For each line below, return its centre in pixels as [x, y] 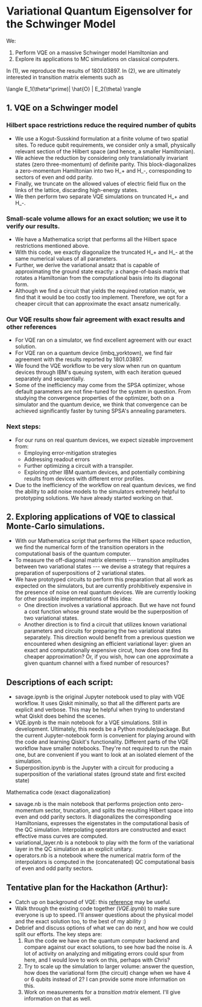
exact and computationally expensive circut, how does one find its [106, 650]
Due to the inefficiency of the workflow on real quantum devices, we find [105, 485]
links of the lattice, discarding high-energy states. [77, 190]
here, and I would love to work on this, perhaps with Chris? [97, 960]
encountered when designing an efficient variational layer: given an [107, 644]
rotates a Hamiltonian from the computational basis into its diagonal [99, 278]
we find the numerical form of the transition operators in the [89, 547]
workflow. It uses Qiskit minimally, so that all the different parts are [97, 703]
